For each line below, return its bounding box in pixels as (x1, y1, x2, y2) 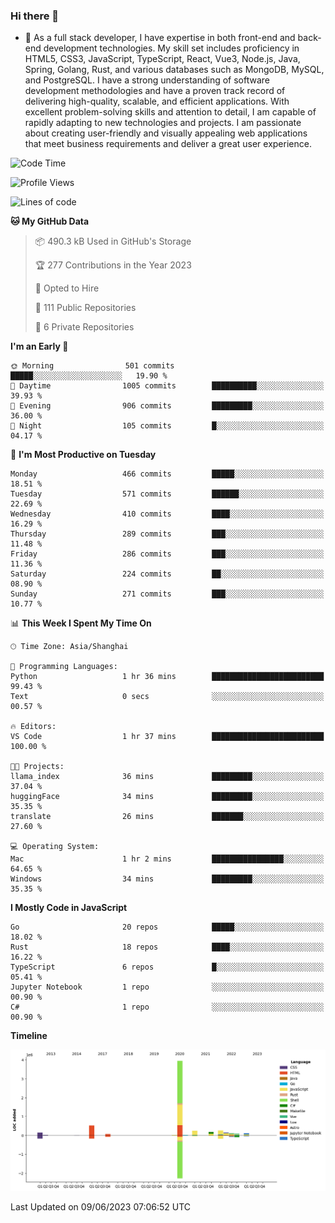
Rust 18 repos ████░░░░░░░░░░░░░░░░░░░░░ (10, 942, 325, 953)
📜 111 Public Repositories (34, 302, 137, 314)
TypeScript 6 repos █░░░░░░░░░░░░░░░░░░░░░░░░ (10, 962, 325, 973)
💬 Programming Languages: (10, 662, 118, 672)
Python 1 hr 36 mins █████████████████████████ (10, 672, 325, 682)
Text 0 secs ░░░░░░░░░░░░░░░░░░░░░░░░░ (10, 692, 325, 702)
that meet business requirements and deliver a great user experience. (24, 138, 312, 150)
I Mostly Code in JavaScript (10, 902, 128, 914)
